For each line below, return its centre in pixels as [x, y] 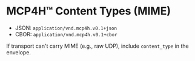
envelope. [19, 52]
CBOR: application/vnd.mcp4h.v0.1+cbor [66, 34]
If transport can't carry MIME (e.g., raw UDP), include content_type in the [97, 46]
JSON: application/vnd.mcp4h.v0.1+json [66, 28]
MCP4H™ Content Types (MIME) [89, 11]
